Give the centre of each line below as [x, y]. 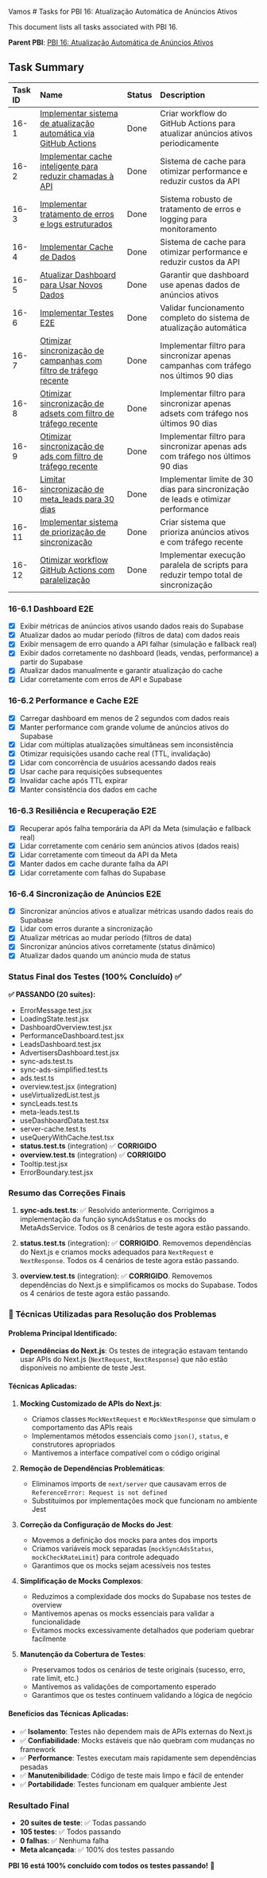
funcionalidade [56, 1622]
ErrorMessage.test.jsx [56, 1010]
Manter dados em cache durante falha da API [94, 864]
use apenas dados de [200, 285]
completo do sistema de [205, 317]
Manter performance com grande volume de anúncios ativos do [124, 727]
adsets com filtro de [77, 413]
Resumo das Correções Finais [67, 1193]
